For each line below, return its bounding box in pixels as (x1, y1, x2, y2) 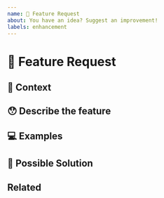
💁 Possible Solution (7, 157, 93, 169)
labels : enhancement (7, 23, 68, 30)
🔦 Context (7, 81, 51, 93)
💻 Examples (7, 130, 63, 142)
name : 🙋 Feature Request (7, 10, 80, 18)
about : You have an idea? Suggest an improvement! (7, 17, 158, 24)
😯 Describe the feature (7, 105, 111, 117)
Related (7, 181, 42, 193)
